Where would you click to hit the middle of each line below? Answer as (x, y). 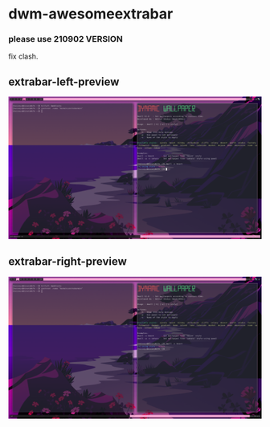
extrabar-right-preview (67, 262)
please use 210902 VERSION (65, 39)
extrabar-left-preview (64, 81)
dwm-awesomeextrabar (91, 14)
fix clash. (23, 56)
